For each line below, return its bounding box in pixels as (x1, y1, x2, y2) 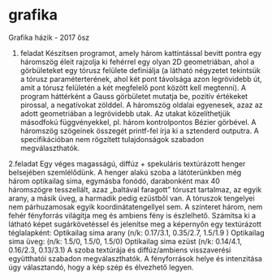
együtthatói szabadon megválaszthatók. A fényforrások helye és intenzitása (8, 253, 262, 263)
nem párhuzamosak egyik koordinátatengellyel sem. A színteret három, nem (8, 201, 263, 212)
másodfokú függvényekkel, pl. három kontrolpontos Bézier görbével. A (19, 117, 257, 127)
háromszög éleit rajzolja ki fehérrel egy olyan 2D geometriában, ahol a (19, 57, 255, 67)
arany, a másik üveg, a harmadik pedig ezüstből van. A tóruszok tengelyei (8, 193, 255, 203)
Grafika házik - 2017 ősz (8, 32, 90, 42)
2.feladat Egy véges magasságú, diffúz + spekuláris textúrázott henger (8, 158, 246, 168)
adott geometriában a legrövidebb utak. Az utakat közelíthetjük (19, 108, 231, 118)
